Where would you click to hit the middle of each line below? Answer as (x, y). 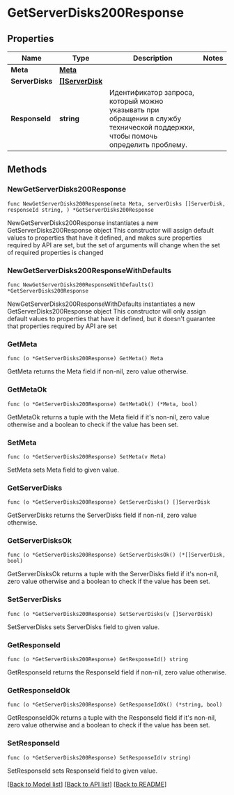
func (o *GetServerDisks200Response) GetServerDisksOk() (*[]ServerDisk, (117, 555)
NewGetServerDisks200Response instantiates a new (83, 223)
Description (153, 58)
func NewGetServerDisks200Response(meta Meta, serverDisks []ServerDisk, (117, 203)
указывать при (134, 110)
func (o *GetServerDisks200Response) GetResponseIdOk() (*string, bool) (115, 705)
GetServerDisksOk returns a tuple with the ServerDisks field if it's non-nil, (113, 574)
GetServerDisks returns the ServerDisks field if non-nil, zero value (102, 515)
